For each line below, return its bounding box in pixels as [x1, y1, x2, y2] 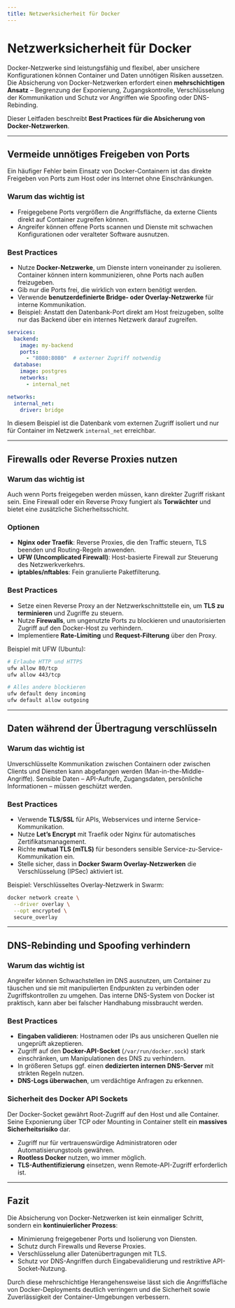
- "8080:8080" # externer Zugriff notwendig [25, 354, 161, 362]
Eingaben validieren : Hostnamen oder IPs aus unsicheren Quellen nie [17, 1032, 219, 1040]
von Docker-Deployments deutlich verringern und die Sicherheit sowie [7, 1285, 211, 1293]
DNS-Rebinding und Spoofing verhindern [7, 940, 191, 951]
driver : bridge [20, 406, 64, 413]
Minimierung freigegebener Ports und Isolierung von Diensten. [17, 1235, 198, 1243]
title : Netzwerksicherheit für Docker [7, 10, 120, 17]
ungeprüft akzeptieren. [17, 1040, 84, 1048]
